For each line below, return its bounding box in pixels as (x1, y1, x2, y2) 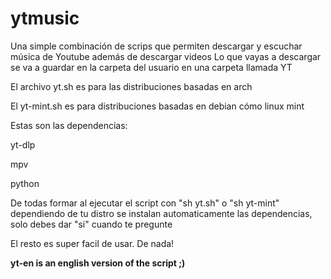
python (10, 177, 40, 189)
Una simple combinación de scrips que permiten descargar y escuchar (10, 40, 303, 52)
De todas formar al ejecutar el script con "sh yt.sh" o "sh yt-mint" (10, 197, 280, 209)
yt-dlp (10, 138, 36, 151)
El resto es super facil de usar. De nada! (10, 237, 175, 249)
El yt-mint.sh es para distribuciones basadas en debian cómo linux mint (10, 100, 305, 112)
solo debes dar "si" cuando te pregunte (10, 218, 173, 230)
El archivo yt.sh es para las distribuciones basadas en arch (10, 80, 253, 92)
